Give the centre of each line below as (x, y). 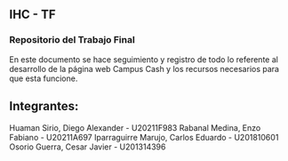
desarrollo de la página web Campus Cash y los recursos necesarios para (144, 68)
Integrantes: (44, 106)
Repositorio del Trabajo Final (72, 40)
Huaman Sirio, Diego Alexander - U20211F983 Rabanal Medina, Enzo (135, 127)
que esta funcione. (44, 78)
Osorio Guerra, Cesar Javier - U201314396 (88, 147)
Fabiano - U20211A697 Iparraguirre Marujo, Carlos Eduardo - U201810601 (144, 137)
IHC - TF (32, 15)
